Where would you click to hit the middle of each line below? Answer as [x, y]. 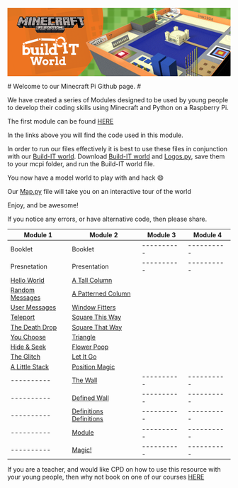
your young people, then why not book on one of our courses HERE [106, 477]
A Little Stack [30, 367]
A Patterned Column [101, 294]
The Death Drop [34, 327]
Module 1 [38, 234]
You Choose [28, 337]
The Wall [85, 380]
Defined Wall [91, 398]
